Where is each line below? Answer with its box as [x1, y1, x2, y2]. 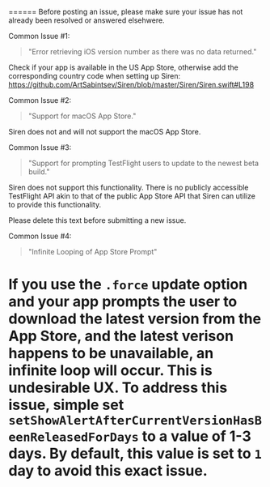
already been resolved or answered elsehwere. [8, 15, 165, 25]
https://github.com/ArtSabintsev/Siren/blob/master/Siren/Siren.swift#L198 [8, 80, 255, 89]
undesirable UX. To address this [8, 378, 228, 397]
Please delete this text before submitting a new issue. [8, 216, 187, 225]
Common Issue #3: [8, 143, 72, 152]
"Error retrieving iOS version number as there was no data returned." [27, 47, 257, 56]
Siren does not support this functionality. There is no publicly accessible [8, 182, 249, 192]
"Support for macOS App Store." [27, 111, 137, 121]
